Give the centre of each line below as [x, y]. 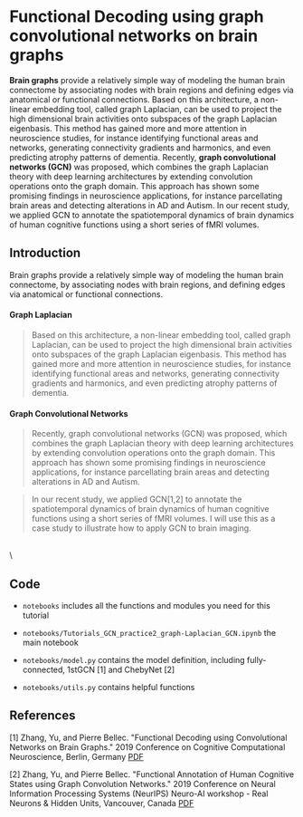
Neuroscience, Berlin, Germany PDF [77, 756]
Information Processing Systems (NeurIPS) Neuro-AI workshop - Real [139, 793]
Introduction [45, 253]
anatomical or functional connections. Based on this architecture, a [134, 99]
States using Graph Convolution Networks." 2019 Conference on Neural [142, 783]
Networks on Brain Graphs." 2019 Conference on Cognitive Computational [147, 747]
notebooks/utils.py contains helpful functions [109, 687]
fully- [257, 659]
